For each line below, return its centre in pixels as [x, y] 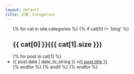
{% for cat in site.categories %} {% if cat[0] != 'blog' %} [71, 28]
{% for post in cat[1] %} [37, 56]
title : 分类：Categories [30, 14]
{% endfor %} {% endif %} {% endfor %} [55, 67]
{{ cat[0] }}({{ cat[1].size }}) [57, 44]
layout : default [22, 10]
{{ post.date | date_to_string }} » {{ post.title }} [60, 62]
